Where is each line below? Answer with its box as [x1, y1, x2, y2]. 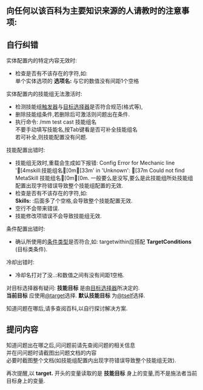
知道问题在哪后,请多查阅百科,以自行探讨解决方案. [6, 305, 128, 312]
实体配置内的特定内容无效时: [6, 57, 78, 64]
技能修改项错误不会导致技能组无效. [15, 212, 102, 220]
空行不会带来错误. [15, 205, 59, 212]
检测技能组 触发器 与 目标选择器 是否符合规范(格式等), [15, 103, 144, 110]
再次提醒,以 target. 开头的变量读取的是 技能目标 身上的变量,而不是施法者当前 [6, 369, 198, 377]
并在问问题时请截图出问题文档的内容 [6, 349, 97, 357]
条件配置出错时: [6, 225, 45, 232]
